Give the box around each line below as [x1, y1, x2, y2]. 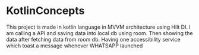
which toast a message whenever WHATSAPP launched [6, 42, 143, 49]
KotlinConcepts [6, 4, 85, 18]
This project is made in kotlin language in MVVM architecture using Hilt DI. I [6, 23, 191, 30]
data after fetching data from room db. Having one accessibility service [6, 36, 181, 43]
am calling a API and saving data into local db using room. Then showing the [6, 29, 193, 36]
